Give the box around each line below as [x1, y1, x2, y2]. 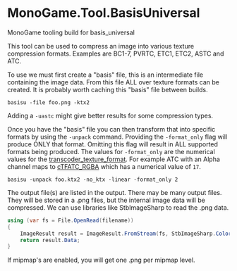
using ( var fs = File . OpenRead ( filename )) [7, 217, 134, 224]
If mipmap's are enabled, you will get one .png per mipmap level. [7, 256, 195, 265]
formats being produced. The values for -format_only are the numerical [7, 147, 215, 156]
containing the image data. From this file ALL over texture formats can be [7, 77, 220, 86]
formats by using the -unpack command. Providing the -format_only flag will [7, 132, 228, 141]
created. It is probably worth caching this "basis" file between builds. [7, 85, 208, 94]
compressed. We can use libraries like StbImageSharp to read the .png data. [7, 203, 229, 212]
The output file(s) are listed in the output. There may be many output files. [7, 188, 222, 196]
